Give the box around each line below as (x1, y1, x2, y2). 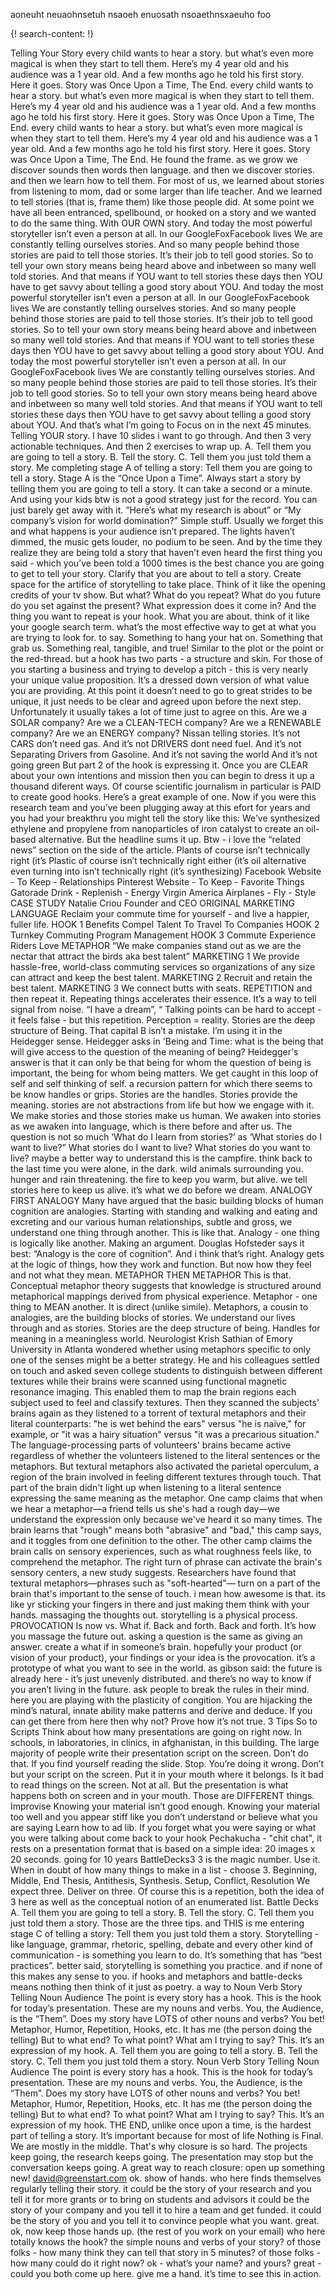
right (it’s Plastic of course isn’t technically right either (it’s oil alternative (10, 855, 307, 866)
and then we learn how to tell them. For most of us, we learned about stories (10, 175, 325, 186)
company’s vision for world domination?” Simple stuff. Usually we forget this (10, 515, 324, 526)
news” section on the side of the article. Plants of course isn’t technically (10, 844, 311, 856)
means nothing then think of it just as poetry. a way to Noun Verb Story (10, 1981, 303, 1993)
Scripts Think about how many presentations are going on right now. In (10, 1726, 303, 1738)
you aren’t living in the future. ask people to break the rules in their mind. (10, 1684, 310, 1695)
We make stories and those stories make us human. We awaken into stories (10, 1110, 322, 1121)
